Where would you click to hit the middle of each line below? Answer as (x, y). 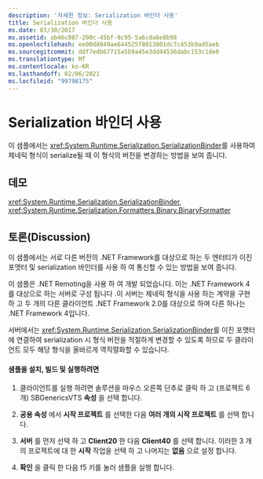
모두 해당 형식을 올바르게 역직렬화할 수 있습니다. (96, 349)
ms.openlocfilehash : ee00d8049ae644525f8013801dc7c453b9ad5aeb (114, 45)
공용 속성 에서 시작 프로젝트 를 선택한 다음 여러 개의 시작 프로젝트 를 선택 (130, 415)
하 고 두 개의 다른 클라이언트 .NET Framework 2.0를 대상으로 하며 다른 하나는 (127, 304)
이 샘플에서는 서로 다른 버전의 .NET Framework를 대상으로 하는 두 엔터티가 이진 (130, 258)
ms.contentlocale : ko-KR (49, 67)
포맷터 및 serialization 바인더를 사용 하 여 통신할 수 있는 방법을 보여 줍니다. (122, 267)
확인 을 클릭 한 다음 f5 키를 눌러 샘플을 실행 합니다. (97, 467)
